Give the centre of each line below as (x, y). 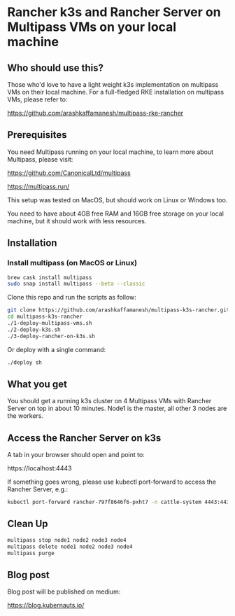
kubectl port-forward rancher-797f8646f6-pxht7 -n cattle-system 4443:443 (119, 502)
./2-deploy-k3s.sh (34, 330)
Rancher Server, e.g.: (38, 489)
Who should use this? (55, 68)
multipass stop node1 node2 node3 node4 (67, 540)
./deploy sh (24, 362)
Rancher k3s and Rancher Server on (114, 12)
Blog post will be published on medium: (64, 591)
